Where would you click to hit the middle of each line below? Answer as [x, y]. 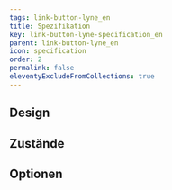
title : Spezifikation [50, 26]
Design [30, 113]
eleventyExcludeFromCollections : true [82, 77]
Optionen [36, 173]
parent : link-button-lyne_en [64, 43]
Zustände [37, 144]
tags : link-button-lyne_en [60, 18]
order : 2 [26, 59]
